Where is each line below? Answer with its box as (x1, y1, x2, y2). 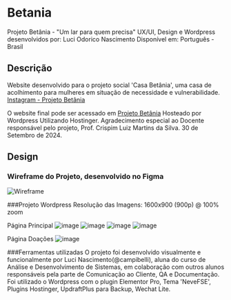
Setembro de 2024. (7, 131, 62, 139)
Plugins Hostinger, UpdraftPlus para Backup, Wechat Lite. (7, 285, 171, 293)
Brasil (7, 42, 23, 50)
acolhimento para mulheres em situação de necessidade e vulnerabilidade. (7, 88, 221, 96)
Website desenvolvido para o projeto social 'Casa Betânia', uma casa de (7, 81, 212, 89)
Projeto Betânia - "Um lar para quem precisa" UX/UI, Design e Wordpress (7, 28, 216, 36)
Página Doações (7, 235, 54, 243)
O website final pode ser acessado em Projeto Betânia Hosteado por (7, 109, 202, 117)
